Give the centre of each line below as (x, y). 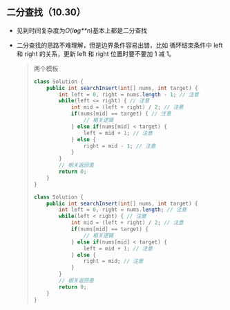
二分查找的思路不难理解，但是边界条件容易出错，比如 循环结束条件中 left (119, 45)
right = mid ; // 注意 (113, 262)
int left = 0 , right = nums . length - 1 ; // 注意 (129, 94)
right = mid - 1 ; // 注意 (119, 146)
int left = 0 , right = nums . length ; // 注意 (123, 210)
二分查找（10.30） (46, 12)
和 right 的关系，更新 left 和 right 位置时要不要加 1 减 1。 (96, 53)
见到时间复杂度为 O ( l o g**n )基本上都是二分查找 (82, 30)
